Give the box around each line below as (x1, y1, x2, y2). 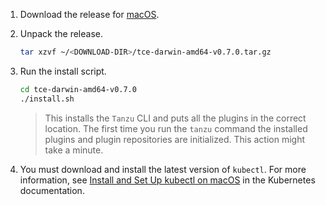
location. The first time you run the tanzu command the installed (44, 122, 308, 134)
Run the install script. (19, 65, 107, 77)
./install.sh (19, 94, 75, 104)
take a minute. (44, 144, 104, 156)
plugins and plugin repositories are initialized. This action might (44, 133, 306, 145)
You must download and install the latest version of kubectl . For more (19, 163, 307, 175)
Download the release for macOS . (19, 9, 160, 20)
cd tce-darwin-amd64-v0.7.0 (19, 84, 137, 94)
